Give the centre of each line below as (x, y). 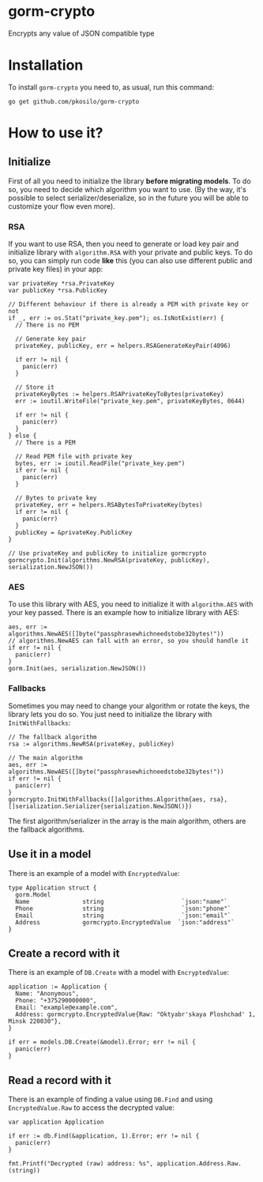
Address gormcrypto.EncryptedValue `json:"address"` (125, 922)
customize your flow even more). (62, 206)
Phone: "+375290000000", (56, 1001)
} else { (23, 436)
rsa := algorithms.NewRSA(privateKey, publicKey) (92, 744)
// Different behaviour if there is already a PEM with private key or (128, 304)
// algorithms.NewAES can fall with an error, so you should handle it (128, 641)
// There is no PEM (47, 325)
